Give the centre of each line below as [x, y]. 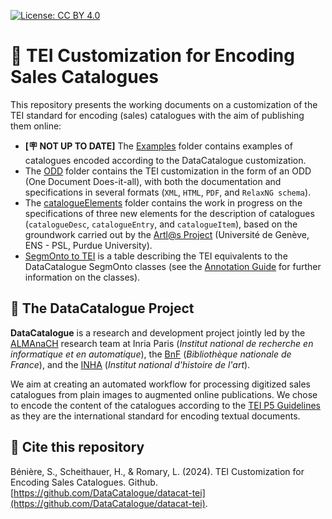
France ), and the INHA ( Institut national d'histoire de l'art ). [130, 364]
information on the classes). [82, 277]
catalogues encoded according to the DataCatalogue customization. [165, 160]
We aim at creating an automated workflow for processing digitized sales [160, 384]
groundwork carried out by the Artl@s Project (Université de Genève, [167, 234]
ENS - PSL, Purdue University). [88, 245]
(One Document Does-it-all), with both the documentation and [153, 181]
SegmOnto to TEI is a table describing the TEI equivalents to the [156, 256]
